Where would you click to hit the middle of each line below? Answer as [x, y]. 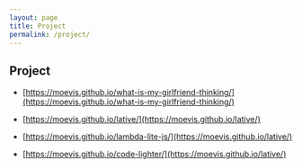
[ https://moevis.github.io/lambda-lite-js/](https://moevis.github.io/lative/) [157, 137]
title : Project [38, 26]
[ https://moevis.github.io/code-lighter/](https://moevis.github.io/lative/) [154, 155]
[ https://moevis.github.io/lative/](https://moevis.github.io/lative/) [141, 119]
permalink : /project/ [50, 34]
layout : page [34, 18]
